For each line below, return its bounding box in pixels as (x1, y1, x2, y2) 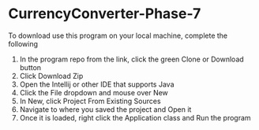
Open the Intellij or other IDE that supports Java (19, 80, 175, 89)
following (8, 39, 38, 48)
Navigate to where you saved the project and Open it (19, 104, 192, 114)
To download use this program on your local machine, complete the (8, 31, 228, 40)
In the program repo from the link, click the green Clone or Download (19, 54, 245, 64)
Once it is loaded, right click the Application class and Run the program (19, 113, 251, 122)
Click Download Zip (19, 71, 84, 80)
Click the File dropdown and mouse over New (19, 87, 168, 97)
